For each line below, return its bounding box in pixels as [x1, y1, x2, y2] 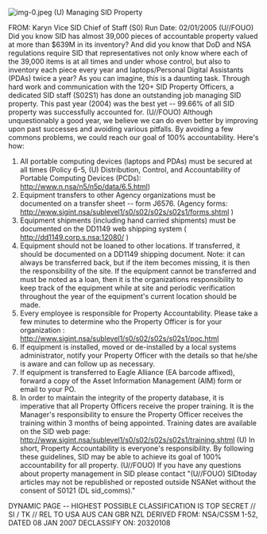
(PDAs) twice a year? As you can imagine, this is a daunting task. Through [8, 74, 250, 83]
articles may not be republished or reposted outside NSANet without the [19, 478, 257, 486]
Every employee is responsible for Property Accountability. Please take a [19, 308, 258, 318]
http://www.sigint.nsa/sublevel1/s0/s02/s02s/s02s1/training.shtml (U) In [19, 435, 256, 444]
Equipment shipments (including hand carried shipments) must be [19, 215, 236, 225]
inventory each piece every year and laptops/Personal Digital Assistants [8, 65, 244, 75]
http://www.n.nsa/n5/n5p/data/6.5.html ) [19, 182, 151, 191]
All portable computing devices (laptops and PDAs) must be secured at [19, 157, 253, 166]
